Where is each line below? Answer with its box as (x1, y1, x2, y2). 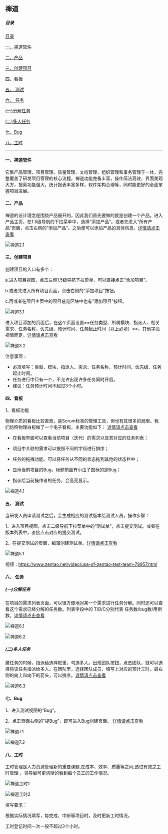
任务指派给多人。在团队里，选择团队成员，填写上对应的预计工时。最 (18, 666, 158, 672)
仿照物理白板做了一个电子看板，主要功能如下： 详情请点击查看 (9, 424, 138, 430)
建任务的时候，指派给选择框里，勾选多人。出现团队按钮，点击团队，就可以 (5, 660, 158, 666)
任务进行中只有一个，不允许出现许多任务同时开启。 (12, 376, 118, 382)
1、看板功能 (5, 407, 29, 413)
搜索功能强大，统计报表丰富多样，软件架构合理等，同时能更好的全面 (18, 181, 158, 187)
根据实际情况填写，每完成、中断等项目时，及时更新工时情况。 (5, 812, 132, 818)
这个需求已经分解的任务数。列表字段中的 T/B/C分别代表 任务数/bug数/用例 (9, 606, 162, 612)
